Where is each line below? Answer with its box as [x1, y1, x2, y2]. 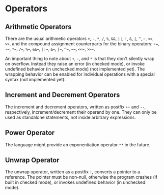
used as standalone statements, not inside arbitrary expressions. [5, 114, 136, 120]
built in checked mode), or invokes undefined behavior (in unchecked [5, 179, 146, 185]
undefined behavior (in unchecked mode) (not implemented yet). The [5, 66, 145, 72]
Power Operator [5, 129, 55, 137]
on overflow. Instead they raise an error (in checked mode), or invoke [5, 61, 145, 66]
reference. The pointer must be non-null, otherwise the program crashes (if [5, 174, 158, 180]
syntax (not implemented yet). [5, 77, 66, 82]
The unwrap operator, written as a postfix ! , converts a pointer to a [5, 169, 140, 175]
